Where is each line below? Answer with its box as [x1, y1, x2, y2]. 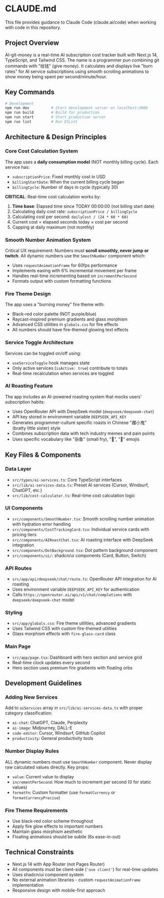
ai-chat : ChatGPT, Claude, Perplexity [12, 720, 88, 726]
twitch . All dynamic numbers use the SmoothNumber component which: [5, 253, 146, 258]
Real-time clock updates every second [12, 659, 91, 665]
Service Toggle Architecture [5, 339, 74, 346]
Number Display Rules [5, 748, 59, 755]
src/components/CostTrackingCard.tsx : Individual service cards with [12, 526, 149, 532]
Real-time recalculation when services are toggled [12, 370, 114, 376]
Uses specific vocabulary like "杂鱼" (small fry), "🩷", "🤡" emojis [12, 436, 140, 442]
